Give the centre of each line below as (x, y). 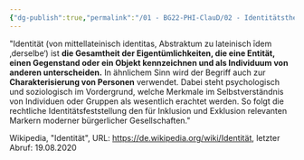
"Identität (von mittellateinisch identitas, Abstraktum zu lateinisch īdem (141, 43)
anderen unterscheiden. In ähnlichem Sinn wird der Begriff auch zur (138, 72)
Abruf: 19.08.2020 (43, 147)
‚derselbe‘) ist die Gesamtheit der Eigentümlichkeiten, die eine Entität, (142, 53)
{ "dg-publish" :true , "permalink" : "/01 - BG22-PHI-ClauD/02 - (125, 18)
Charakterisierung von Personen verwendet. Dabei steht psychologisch (145, 81)
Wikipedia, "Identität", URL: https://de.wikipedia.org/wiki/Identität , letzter (145, 137)
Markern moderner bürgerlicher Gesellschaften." (100, 120)
